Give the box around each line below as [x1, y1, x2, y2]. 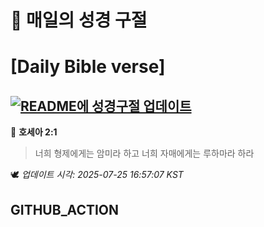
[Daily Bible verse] [10, 56, 166, 78]
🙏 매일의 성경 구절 [10, 9, 148, 32]
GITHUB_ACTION [10, 201, 120, 218]
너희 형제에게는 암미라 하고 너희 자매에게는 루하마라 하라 [34, 147, 255, 160]
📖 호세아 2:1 [10, 126, 58, 138]
